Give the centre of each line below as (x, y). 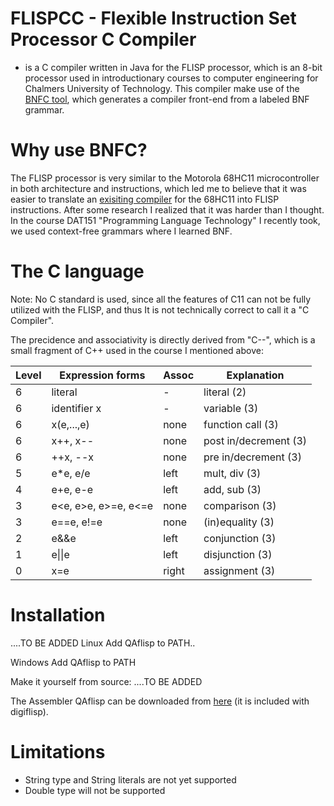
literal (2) (225, 392)
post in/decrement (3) (255, 440)
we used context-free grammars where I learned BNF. (121, 231)
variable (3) (231, 408)
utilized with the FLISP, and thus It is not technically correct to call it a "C (160, 309)
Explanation (255, 375)
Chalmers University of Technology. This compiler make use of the (162, 88)
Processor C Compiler (103, 39)
